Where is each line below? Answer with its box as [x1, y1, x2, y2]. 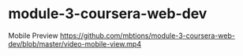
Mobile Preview [8, 31, 58, 40]
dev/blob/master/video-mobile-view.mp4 [8, 39, 142, 48]
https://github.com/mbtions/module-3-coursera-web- [59, 31, 235, 40]
